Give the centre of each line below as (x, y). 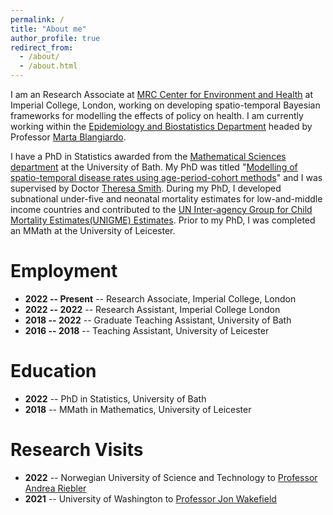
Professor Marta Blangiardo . (68, 137)
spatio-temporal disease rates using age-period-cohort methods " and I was (166, 177)
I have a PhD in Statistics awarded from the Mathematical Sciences (148, 156)
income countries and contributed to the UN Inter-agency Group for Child (161, 209)
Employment (64, 271)
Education (53, 371)
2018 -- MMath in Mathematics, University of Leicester (138, 409)
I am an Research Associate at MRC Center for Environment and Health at (161, 94)
